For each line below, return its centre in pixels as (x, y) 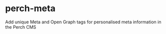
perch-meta (30, 8)
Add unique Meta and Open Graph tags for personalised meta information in (83, 22)
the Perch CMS (21, 27)
